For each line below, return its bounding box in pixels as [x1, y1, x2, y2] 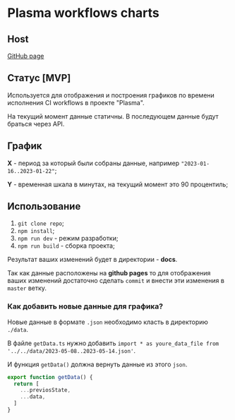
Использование [7, 200, 81, 212]
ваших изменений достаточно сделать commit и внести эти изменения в [7, 277, 224, 285]
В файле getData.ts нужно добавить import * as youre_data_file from [7, 339, 219, 347]
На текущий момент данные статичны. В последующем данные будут [7, 112, 219, 121]
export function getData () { [7, 373, 93, 380]
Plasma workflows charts [7, 5, 160, 21]
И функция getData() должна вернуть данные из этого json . [7, 360, 188, 368]
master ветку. [7, 284, 47, 292]
